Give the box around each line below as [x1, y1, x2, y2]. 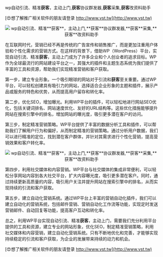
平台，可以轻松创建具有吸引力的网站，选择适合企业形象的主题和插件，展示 [5, 83, 154, 88]
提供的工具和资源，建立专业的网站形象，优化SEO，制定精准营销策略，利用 [5, 224, 154, 229]
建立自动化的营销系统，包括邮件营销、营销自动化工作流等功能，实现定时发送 [5, 202, 158, 207]
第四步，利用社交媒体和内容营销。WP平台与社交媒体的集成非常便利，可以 [5, 166, 152, 172]
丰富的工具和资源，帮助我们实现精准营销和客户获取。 [5, 66, 112, 72]
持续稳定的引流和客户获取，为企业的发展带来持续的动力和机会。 [5, 236, 132, 241]
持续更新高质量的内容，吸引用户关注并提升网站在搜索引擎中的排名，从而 [9, 179, 154, 184]
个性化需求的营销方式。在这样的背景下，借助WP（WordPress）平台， [13, 48, 153, 54]
